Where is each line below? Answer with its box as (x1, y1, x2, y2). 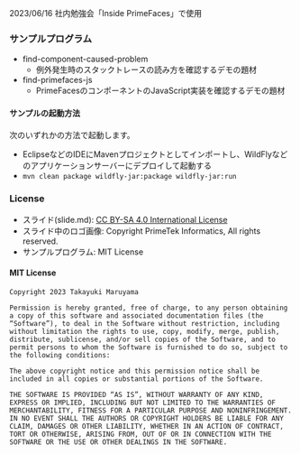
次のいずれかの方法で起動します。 (9, 129, 135, 140)
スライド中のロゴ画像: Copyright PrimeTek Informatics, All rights (22, 225, 261, 236)
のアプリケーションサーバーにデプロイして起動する (22, 160, 212, 171)
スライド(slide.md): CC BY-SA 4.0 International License (22, 214, 228, 225)
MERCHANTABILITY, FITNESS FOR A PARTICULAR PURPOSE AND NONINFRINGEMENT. (9, 406, 293, 415)
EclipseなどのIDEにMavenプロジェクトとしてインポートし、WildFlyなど (22, 148, 288, 160)
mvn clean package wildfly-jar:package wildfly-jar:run (22, 171, 237, 181)
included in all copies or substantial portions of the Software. (9, 375, 264, 384)
